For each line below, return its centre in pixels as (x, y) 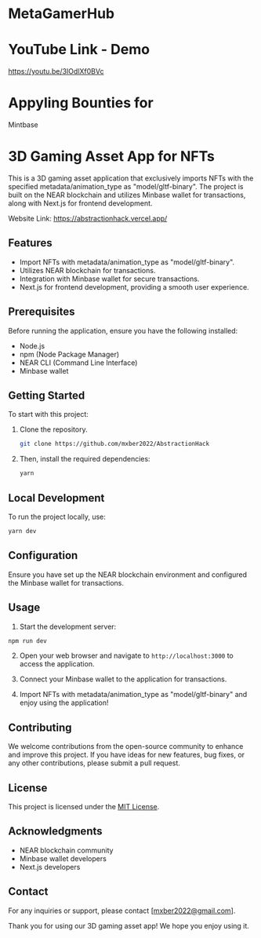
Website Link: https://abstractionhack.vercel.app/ (88, 218)
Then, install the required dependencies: (85, 459)
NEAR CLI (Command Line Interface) (78, 363)
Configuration (43, 555)
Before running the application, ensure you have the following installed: (123, 330)
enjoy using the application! (64, 703)
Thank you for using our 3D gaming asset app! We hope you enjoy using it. (129, 925)
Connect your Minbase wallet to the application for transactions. (123, 679)
